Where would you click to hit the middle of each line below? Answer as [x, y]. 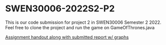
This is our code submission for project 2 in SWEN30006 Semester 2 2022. [84, 22]
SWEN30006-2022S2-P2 [60, 9]
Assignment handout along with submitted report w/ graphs [67, 37]
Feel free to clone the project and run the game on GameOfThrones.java [80, 27]
